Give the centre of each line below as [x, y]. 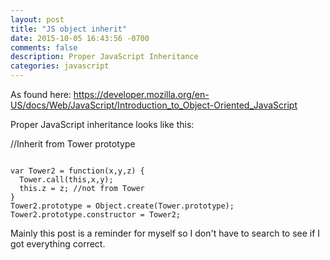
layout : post [37, 19]
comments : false [44, 47]
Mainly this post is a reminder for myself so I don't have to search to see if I [165, 233]
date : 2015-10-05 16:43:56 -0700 [80, 38]
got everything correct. [58, 244]
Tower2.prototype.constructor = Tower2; [96, 215]
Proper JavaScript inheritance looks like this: [102, 124]
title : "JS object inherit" [69, 29]
